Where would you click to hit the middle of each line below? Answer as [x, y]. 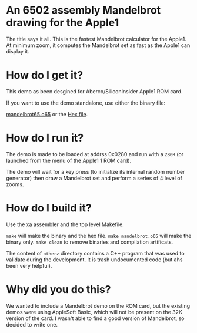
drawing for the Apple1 [63, 23]
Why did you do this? [59, 289]
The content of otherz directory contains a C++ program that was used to [95, 253]
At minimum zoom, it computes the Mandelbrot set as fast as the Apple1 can [98, 45]
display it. [18, 51]
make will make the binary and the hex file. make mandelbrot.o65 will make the [99, 236]
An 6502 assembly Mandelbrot [84, 10]
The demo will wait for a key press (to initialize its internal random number [96, 171]
